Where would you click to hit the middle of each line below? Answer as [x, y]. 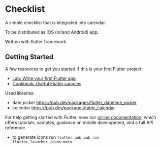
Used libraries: [20, 93]
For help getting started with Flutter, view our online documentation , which [81, 117]
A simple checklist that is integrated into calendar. [56, 23]
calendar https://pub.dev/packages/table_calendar [64, 108]
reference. [16, 127]
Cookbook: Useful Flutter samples [47, 83]
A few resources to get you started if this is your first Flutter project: [74, 69]
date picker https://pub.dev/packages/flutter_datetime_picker [74, 102]
